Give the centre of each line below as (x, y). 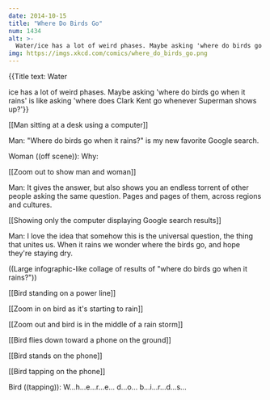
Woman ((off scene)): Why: (53, 156)
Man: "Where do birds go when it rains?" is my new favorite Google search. (134, 141)
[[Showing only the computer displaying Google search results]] (115, 220)
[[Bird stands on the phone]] (55, 356)
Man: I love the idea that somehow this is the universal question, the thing (131, 236)
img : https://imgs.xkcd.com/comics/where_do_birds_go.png (108, 53)
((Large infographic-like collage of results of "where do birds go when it (128, 269)
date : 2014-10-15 (38, 16)
